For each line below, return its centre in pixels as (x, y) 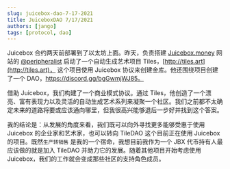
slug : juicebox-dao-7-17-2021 (50, 13)
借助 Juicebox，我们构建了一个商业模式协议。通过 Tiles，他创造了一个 (106, 93)
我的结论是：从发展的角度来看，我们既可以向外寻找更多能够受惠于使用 (106, 125)
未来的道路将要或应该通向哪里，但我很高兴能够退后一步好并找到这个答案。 (118, 110)
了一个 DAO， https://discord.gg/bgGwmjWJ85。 (76, 79)
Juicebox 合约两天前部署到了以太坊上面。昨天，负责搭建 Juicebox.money (111, 53)
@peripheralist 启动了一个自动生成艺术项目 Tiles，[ (93, 62)
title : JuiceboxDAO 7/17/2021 (50, 20)
